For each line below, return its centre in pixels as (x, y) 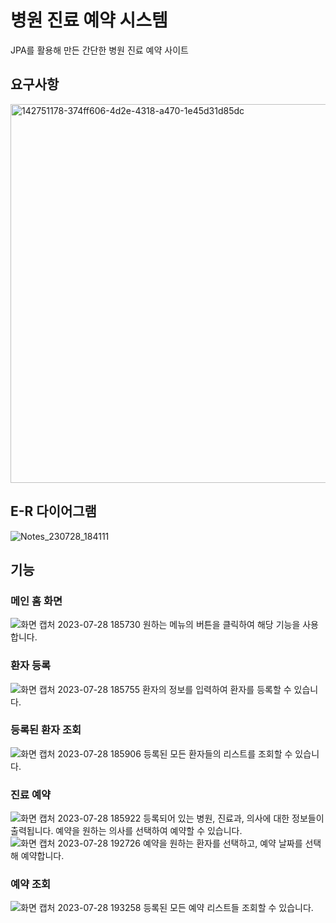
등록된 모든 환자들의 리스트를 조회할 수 (218, 753)
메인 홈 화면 (36, 601)
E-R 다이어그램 (53, 511)
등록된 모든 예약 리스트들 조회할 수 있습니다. (228, 908)
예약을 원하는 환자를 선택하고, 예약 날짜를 (222, 843)
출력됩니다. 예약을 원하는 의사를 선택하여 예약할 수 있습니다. (126, 831)
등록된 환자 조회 (46, 730)
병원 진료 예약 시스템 (89, 20)
